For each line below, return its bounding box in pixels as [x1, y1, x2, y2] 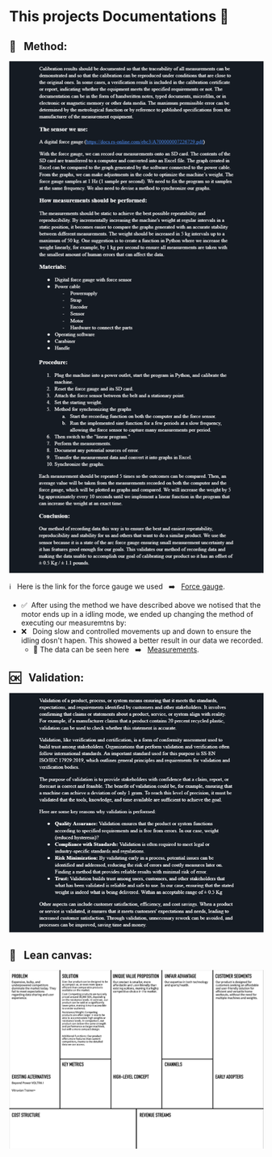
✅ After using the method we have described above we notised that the [20, 600, 262, 610]
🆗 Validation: [9, 671, 84, 685]
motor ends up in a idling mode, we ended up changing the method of [20, 609, 253, 618]
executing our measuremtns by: [20, 618, 127, 627]
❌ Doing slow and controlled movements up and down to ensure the [20, 626, 252, 636]
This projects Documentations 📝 [9, 7, 229, 26]
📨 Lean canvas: [9, 948, 93, 962]
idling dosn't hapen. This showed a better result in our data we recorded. [20, 635, 264, 645]
